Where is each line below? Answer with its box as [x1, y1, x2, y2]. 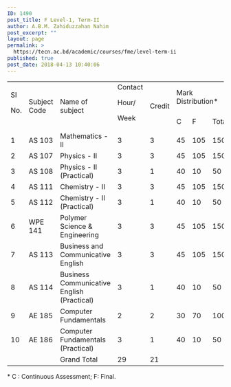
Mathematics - [60, 131, 109, 141]
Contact [117, 82, 143, 91]
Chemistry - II [60, 181, 105, 191]
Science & [60, 221, 93, 231]
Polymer [60, 212, 87, 222]
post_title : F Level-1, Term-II [7, 16, 100, 23]
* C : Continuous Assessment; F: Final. [7, 372, 116, 380]
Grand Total [60, 355, 98, 364]
